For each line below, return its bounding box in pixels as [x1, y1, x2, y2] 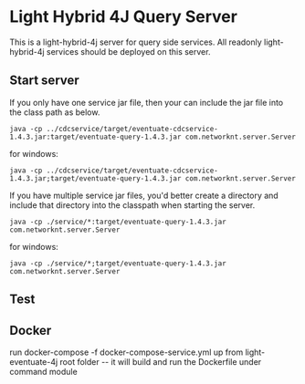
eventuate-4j [9, 356, 58, 367]
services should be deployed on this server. [46, 46, 211, 57]
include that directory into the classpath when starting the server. [9, 199, 256, 211]
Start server [9, 73, 79, 88]
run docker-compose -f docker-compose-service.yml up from [9, 347, 244, 358]
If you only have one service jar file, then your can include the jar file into [9, 97, 284, 108]
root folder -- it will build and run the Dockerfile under [59, 356, 262, 367]
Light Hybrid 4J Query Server [9, 6, 237, 27]
